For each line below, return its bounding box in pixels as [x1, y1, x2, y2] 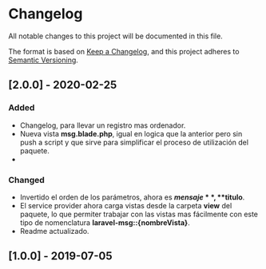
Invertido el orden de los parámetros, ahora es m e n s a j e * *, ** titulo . [19, 192, 245, 202]
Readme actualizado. [19, 226, 89, 235]
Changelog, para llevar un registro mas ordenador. [19, 121, 186, 130]
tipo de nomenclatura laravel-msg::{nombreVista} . [19, 217, 190, 227]
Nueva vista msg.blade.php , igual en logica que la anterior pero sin [19, 129, 243, 138]
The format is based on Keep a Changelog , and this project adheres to [8, 46, 240, 56]
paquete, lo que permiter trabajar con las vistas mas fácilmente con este [19, 209, 258, 219]
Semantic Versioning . [8, 55, 78, 65]
